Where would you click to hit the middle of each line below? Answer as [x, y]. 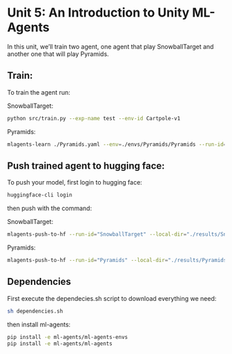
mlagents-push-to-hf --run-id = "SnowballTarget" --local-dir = [97, 234]
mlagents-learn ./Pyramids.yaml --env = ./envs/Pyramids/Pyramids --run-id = [117, 144]
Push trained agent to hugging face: [86, 166]
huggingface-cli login [40, 195]
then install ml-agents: [39, 324]
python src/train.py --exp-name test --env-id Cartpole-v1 [94, 118]
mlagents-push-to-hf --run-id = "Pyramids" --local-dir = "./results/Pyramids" [118, 261]
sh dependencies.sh [35, 311]
